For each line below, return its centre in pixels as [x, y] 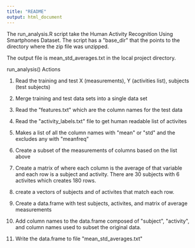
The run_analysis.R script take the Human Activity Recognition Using [90, 34]
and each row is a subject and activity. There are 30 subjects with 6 [97, 174]
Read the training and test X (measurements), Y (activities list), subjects [102, 81]
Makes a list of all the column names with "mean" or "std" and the [95, 133]
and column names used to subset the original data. [78, 227]
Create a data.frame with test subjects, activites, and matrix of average [101, 203]
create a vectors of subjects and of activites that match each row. [95, 191]
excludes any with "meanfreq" [52, 138]
